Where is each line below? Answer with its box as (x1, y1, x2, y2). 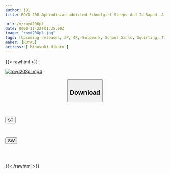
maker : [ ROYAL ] (5, 40, 37, 45)
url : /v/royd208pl (5, 21, 44, 26)
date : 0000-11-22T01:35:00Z (5, 26, 65, 31)
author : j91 (5, 7, 30, 13)
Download (70, 89, 100, 96)
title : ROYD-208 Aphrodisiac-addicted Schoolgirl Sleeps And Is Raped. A (5, 12, 164, 17)
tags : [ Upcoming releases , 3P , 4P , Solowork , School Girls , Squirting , (5, 35, 159, 40)
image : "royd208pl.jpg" (5, 31, 56, 36)
